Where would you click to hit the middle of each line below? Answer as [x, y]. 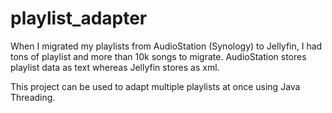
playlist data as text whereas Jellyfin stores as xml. [115, 67]
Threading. [33, 97]
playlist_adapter [79, 18]
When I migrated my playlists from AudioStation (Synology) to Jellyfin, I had [166, 46]
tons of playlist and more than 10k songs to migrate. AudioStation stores [158, 56]
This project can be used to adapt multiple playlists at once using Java [155, 86]
